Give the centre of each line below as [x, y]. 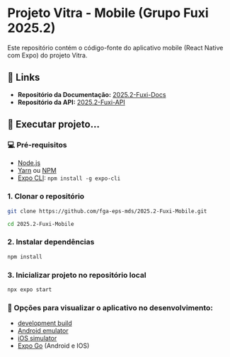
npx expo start [30, 289]
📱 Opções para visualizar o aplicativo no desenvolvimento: [110, 307]
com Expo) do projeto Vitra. [47, 55]
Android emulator [43, 331]
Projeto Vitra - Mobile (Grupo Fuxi [108, 13]
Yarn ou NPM [37, 171]
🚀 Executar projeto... [54, 124]
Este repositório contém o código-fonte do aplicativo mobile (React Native [115, 47]
